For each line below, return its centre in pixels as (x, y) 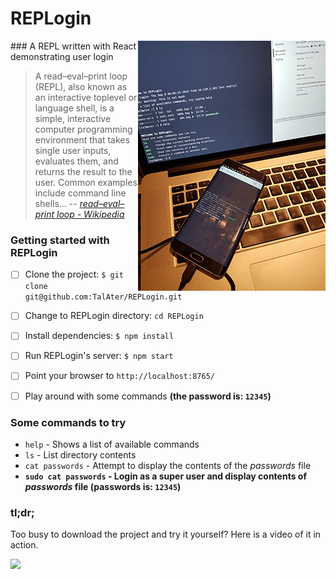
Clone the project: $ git (74, 274)
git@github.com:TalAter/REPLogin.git (103, 297)
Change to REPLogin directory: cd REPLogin (114, 316)
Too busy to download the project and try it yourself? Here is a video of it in (166, 534)
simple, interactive (73, 118)
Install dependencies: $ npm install (99, 336)
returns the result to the (83, 171)
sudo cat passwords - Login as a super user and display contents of (166, 476)
